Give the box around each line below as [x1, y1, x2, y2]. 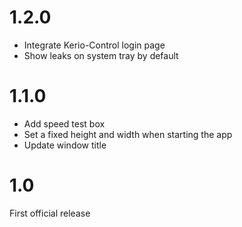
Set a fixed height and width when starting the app [23, 128, 233, 140]
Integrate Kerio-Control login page [23, 39, 166, 51]
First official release [9, 207, 91, 219]
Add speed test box [23, 117, 106, 130]
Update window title [23, 139, 107, 151]
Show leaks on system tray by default [23, 49, 179, 61]
